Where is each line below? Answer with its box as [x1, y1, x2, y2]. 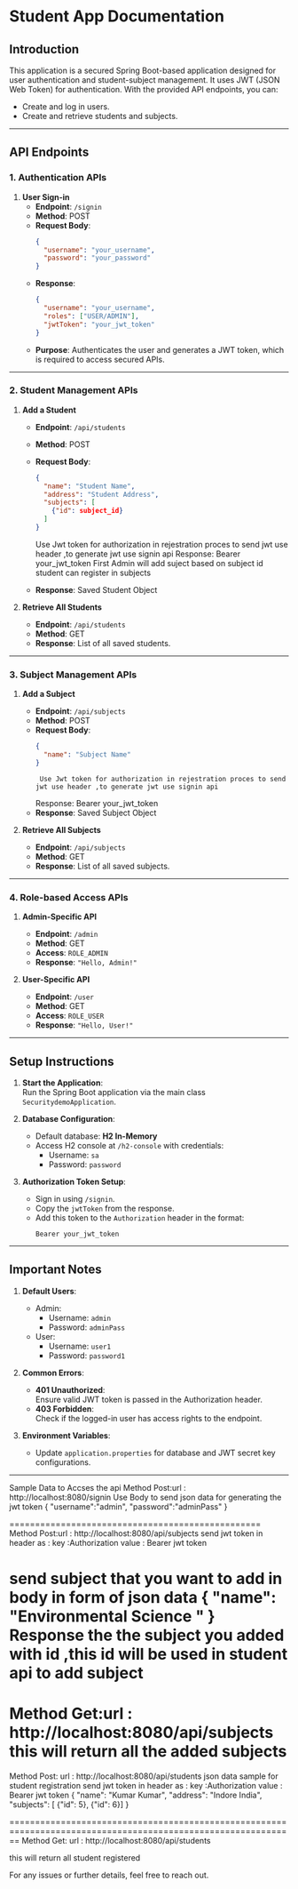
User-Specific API [21, 974, 90, 985]
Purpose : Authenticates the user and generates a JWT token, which [35, 344, 285, 355]
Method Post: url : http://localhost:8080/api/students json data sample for [9, 1771, 279, 1781]
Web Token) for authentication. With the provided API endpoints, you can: [9, 84, 278, 94]
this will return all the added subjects [9, 1741, 287, 1762]
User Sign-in [21, 191, 70, 202]
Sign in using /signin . [35, 1194, 115, 1205]
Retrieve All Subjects [21, 824, 102, 835]
